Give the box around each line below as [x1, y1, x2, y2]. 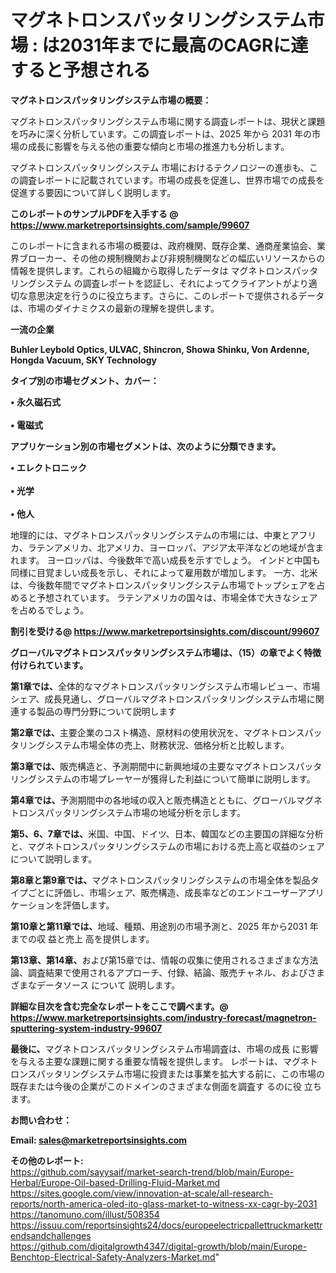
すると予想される [10, 59, 152, 82]
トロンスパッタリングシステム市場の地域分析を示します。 [10, 806, 246, 818]
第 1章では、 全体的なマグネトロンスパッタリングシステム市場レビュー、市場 [10, 680, 321, 692]
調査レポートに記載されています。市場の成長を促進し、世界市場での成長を [18, 174, 325, 186]
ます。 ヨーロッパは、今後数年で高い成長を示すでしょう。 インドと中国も [18, 554, 321, 566]
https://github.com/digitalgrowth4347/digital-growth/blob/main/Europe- [10, 1240, 308, 1252]
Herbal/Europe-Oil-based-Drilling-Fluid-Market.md [10, 1176, 221, 1188]
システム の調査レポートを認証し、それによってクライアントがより [36, 277, 309, 289]
